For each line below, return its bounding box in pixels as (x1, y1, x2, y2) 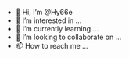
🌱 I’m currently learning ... (15, 24, 99, 33)
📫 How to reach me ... (15, 42, 88, 50)
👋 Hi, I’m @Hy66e (15, 8, 73, 16)
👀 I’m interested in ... (15, 16, 82, 25)
